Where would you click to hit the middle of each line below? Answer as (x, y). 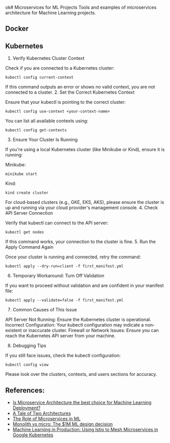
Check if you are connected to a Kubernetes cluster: (60, 68)
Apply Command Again (29, 247)
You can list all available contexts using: (47, 121)
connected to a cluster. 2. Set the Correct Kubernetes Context (70, 92)
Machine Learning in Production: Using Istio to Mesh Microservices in (85, 430)
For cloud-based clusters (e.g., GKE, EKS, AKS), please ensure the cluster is (85, 202)
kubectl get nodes (25, 232)
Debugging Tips (29, 346)
